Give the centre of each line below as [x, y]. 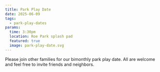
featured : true [25, 41]
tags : [10, 18]
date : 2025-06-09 [23, 14]
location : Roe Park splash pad [41, 37]
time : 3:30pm [23, 32]
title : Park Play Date [28, 9]
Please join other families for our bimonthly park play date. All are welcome [80, 59]
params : [13, 28]
